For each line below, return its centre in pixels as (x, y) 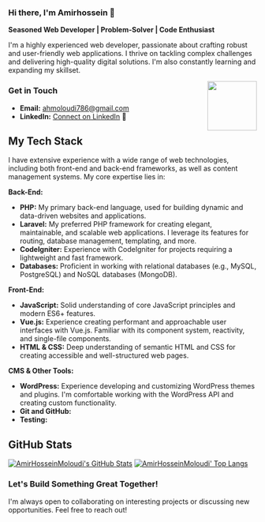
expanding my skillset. (45, 70)
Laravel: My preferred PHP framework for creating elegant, (116, 224)
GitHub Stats (40, 444)
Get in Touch (33, 91)
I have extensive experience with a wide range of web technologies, (119, 160)
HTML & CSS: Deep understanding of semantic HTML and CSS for (127, 347)
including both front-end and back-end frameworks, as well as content (123, 168)
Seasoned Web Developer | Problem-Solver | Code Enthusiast (112, 30)
